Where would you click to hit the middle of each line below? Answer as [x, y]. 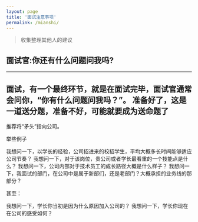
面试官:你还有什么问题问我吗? [60, 60]
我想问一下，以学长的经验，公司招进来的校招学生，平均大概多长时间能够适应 [99, 151]
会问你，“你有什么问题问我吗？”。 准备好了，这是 [96, 100]
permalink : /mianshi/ [33, 22]
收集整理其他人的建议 [46, 40]
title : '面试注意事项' [31, 17]
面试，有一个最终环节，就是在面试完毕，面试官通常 [99, 89]
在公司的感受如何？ [29, 213]
